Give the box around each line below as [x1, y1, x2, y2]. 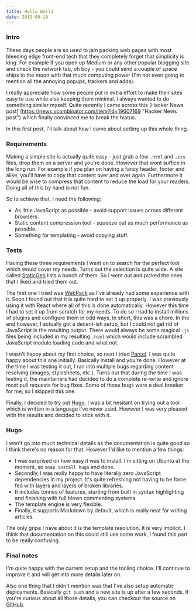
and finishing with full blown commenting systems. [14, 494, 137, 501]
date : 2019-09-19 [6, 14, 49, 20]
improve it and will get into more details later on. [6, 571, 122, 578]
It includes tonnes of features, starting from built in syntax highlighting [14, 488, 184, 495]
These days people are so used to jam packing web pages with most [6, 46, 172, 53]
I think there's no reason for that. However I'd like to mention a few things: [6, 446, 184, 453]
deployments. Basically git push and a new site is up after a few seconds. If [6, 588, 189, 595]
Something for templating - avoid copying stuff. [14, 232, 129, 239]
